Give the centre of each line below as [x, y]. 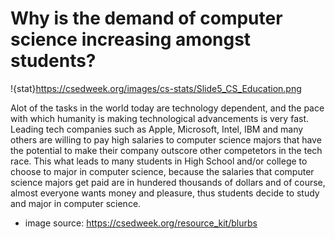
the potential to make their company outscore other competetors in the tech [166, 150]
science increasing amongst [131, 39]
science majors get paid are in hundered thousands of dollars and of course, [168, 182]
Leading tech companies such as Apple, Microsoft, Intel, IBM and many [157, 129]
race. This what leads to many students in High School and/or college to [159, 161]
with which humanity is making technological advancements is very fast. [159, 118]
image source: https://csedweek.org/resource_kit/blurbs [141, 223]
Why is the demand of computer [146, 18]
